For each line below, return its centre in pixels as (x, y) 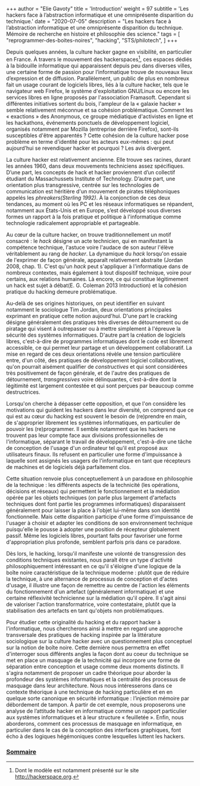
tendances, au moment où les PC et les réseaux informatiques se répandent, (100, 204)
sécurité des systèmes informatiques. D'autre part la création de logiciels (96, 335)
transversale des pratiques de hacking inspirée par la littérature (84, 634)
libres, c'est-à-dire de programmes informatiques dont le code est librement (99, 341)
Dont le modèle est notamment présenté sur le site (77, 770)
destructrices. (23, 392)
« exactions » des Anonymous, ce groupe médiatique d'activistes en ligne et (100, 116)
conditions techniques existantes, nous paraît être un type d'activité (89, 560)
